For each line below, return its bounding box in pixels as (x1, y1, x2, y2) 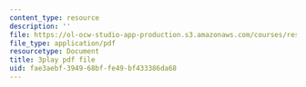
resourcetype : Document (9, 47, 100, 56)
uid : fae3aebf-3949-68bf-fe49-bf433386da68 (9, 64, 178, 73)
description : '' (9, 22, 71, 31)
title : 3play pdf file (9, 55, 96, 64)
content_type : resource (9, 13, 100, 23)
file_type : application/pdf (9, 38, 117, 48)
